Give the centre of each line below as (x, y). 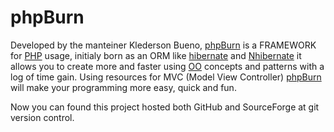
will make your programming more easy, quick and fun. (123, 87)
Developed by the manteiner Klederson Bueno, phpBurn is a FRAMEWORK (163, 45)
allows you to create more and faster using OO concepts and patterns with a (167, 66)
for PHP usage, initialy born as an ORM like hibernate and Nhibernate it (156, 55)
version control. (42, 117)
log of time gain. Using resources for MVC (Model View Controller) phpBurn (166, 77)
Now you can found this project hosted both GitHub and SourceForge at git (165, 107)
